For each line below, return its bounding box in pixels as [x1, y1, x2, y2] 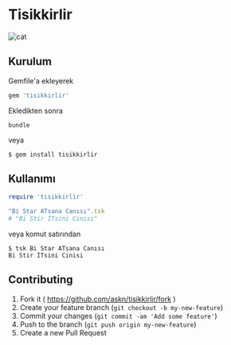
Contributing [8, 273, 73, 287]
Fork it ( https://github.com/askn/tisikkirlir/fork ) [19, 294, 177, 304]
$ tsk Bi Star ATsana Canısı [8, 245, 105, 253]
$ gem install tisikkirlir [8, 150, 98, 158]
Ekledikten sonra [8, 106, 64, 115]
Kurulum [8, 55, 53, 68]
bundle [8, 121, 30, 129]
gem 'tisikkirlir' [8, 91, 69, 99]
